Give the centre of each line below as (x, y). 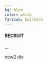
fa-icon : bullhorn (24, 19)
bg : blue (14, 10)
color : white (18, 15)
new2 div (14, 57)
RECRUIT (14, 36)
